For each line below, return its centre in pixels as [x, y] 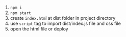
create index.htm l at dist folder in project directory [63, 18]
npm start [21, 13]
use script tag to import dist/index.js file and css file [65, 23]
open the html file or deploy [39, 29]
